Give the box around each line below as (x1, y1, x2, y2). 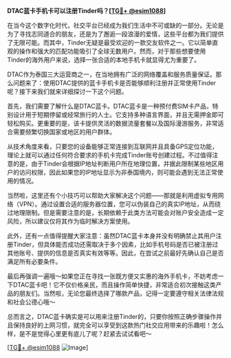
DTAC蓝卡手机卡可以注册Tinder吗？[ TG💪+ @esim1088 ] (7, 7, 166, 14)
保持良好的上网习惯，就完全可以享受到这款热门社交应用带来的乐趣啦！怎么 (12, 321, 224, 329)
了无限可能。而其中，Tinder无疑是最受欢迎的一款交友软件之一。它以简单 (7, 38, 212, 47)
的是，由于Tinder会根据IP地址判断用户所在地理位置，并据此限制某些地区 (12, 159, 218, 168)
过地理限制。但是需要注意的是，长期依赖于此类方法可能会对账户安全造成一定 (7, 209, 224, 216)
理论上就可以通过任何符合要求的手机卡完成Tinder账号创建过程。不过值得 (7, 151, 212, 159)
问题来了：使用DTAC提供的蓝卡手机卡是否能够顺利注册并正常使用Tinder (12, 79, 217, 87)
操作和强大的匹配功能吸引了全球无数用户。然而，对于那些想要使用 (19, 47, 206, 55)
